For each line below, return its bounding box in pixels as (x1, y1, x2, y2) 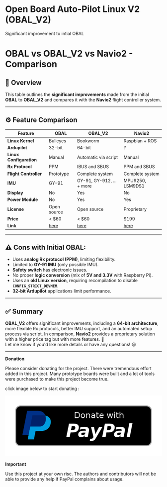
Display (7, 190, 23, 195)
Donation (5, 356, 25, 362)
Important (5, 461, 26, 467)
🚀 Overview (5, 78, 42, 87)
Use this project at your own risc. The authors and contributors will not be (5, 471, 157, 477)
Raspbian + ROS (123, 138, 157, 144)
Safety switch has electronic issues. (12, 267, 88, 273)
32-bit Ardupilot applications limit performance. (12, 288, 111, 294)
